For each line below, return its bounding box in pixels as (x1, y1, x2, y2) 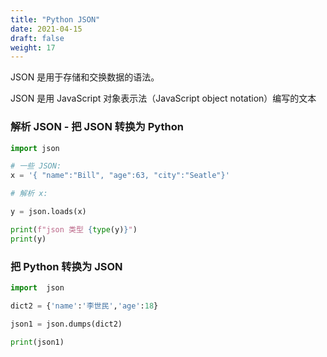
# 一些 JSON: (10, 161, 62, 171)
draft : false (10, 33, 65, 43)
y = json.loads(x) (10, 207, 87, 217)
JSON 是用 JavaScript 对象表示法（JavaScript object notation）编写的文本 (10, 92, 317, 105)
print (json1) (10, 337, 65, 347)
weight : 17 (10, 42, 56, 53)
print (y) (10, 234, 47, 244)
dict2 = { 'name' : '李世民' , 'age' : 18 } (10, 301, 159, 311)
